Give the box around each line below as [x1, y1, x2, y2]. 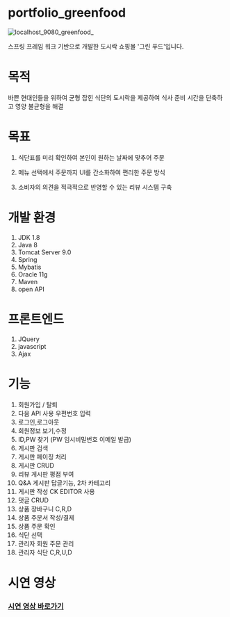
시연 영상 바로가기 [8, 601, 65, 611]
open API [17, 285, 44, 293]
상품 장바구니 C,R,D [17, 504, 72, 513]
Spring [17, 255, 38, 263]
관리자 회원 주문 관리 [17, 539, 74, 548]
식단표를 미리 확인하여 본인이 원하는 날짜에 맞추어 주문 [17, 153, 165, 161]
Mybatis [17, 263, 42, 271]
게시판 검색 [17, 443, 49, 452]
